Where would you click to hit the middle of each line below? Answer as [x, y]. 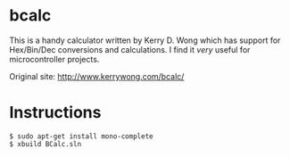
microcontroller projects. [54, 59]
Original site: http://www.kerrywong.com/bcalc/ [97, 76]
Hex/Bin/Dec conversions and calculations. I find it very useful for [130, 49]
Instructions [55, 113]
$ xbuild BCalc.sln [46, 144]
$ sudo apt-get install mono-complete [81, 136]
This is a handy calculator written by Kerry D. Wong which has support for [145, 40]
